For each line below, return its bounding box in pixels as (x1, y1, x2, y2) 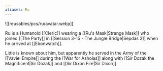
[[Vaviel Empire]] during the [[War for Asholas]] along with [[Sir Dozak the (5, 55, 155, 61)
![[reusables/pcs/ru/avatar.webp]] (5, 21, 74, 26)
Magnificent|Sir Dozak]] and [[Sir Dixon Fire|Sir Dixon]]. (5, 60, 118, 66)
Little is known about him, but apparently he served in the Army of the (5, 50, 147, 56)
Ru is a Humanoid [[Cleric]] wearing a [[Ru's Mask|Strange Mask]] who (5, 30, 149, 36)
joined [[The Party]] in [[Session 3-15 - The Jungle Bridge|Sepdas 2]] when (5, 35, 159, 41)
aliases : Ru (5, 7, 30, 12)
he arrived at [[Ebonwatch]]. (5, 40, 63, 47)
